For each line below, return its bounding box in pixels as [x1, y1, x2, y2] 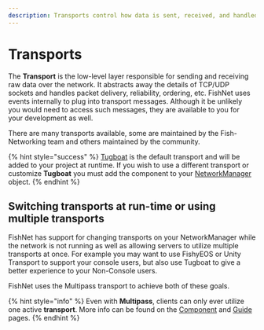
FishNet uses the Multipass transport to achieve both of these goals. [8, 281, 230, 291]
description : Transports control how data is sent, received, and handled [8, 11, 258, 20]
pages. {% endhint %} [8, 313, 80, 323]
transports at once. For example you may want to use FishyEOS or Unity [8, 249, 241, 259]
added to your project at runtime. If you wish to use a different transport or [8, 160, 249, 170]
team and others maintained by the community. [47, 137, 200, 146]
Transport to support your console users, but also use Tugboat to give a [8, 258, 241, 267]
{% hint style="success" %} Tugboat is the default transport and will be [8, 152, 240, 161]
